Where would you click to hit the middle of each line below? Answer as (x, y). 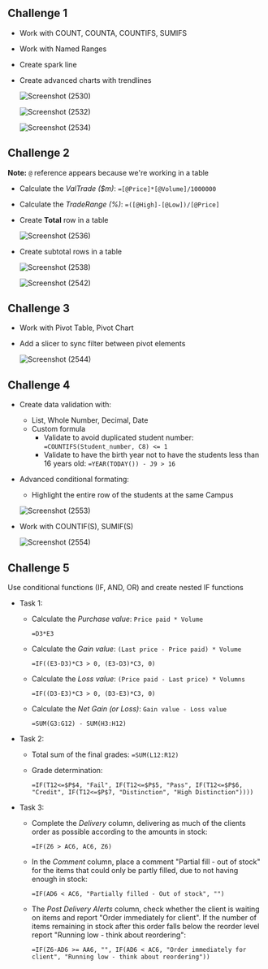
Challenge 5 (39, 568)
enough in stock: (60, 879)
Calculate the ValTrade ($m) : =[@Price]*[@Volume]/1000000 (118, 188)
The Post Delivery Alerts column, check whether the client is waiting (146, 909)
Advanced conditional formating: (74, 480)
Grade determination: (67, 771)
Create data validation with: (65, 405)
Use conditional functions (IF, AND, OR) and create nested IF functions (126, 588)
